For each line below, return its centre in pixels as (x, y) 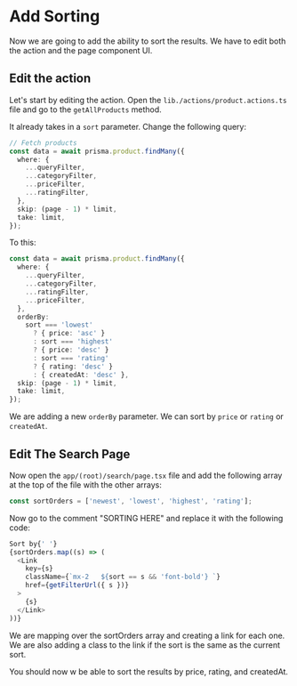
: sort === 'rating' (71, 358)
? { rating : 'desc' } (73, 367)
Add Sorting (55, 16)
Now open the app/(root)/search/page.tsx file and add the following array (146, 475)
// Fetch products (43, 143)
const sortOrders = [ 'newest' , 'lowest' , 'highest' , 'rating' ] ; (131, 501)
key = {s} (39, 569)
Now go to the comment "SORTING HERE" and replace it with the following (146, 518)
